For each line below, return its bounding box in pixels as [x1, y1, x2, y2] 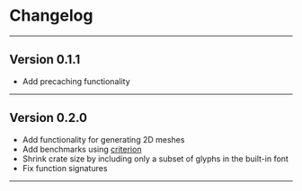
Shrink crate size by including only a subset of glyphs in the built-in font [22, 153, 289, 164]
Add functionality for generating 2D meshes [22, 134, 185, 144]
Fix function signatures [22, 162, 108, 173]
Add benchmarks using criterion [22, 143, 142, 154]
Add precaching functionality [22, 75, 130, 86]
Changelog [9, 5, 93, 26]
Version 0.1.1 [9, 52, 81, 67]
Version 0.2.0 [9, 110, 88, 126]
